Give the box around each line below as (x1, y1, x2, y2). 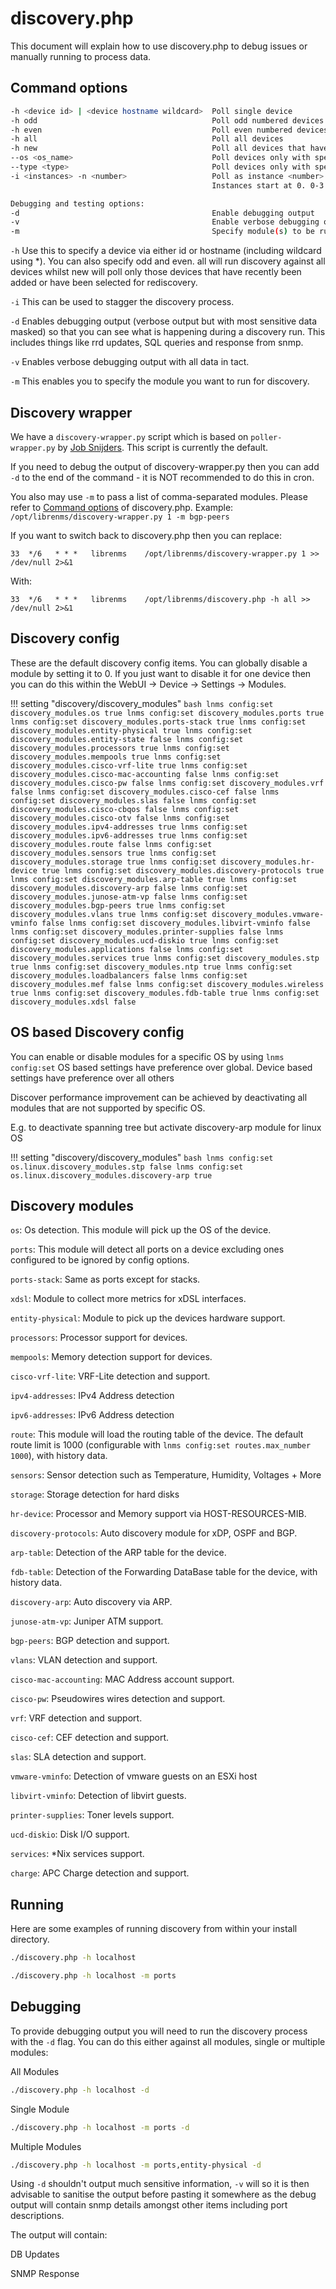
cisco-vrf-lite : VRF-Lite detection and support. (10, 1370, 211, 1382)
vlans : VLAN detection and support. (10, 1654, 158, 1666)
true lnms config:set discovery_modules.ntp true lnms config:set (10, 962, 293, 972)
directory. (10, 1933, 50, 1946)
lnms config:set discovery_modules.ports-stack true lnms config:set (10, 717, 307, 727)
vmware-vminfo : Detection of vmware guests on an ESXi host (10, 1770, 258, 1782)
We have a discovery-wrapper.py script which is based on (10, 430, 249, 442)
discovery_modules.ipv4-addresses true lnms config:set (10, 822, 248, 832)
